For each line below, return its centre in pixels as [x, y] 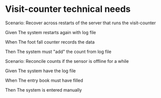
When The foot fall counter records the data [50, 42]
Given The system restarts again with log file [51, 32]
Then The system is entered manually [44, 90]
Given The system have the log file [40, 71]
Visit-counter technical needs [68, 9]
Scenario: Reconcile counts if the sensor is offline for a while [67, 61]
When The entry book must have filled [44, 80]
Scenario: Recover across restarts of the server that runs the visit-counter [80, 23]
